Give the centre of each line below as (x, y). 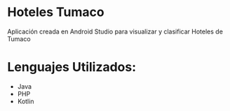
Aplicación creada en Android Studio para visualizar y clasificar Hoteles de (115, 31)
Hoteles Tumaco (56, 12)
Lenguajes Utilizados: (72, 67)
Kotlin (26, 101)
